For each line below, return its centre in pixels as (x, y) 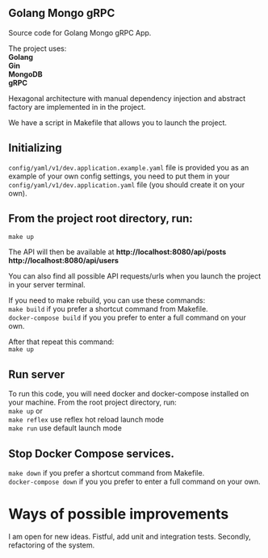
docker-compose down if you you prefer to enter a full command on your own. (134, 482)
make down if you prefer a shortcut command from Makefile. (107, 473)
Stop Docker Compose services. (92, 453)
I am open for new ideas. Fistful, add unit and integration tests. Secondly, (130, 537)
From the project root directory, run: (101, 218)
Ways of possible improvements (119, 514)
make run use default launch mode (65, 428)
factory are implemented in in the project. (77, 107)
